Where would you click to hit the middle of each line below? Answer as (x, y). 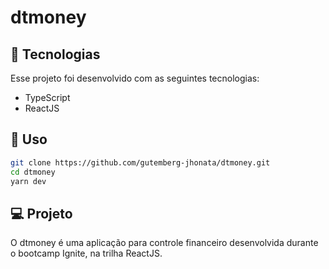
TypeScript (47, 97)
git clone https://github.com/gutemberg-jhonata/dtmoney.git (140, 162)
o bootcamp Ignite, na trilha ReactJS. (86, 253)
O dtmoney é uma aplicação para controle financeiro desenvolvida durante (164, 243)
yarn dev (28, 181)
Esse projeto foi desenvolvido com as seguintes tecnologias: (135, 78)
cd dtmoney (33, 172)
